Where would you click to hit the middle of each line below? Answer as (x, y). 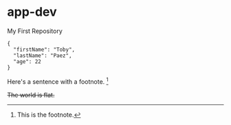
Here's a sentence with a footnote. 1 (58, 81)
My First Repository (35, 31)
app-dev (32, 12)
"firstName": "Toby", (44, 49)
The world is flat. (31, 95)
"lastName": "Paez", (43, 56)
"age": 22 (27, 61)
